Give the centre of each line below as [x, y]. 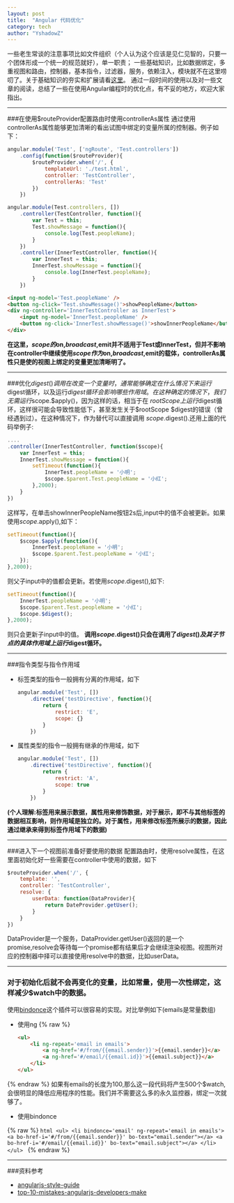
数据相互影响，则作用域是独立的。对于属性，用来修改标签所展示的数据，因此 [117, 821]
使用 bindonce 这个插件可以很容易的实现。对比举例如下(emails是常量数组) [111, 1009]
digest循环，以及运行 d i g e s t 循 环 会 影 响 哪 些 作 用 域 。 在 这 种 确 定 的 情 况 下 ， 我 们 [117, 392]
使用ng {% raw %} [44, 1024]
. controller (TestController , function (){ [80, 214]
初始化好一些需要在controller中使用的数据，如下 [88, 859]
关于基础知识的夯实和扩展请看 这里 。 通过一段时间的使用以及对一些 [121, 80]
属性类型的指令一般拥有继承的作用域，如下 [78, 746]
